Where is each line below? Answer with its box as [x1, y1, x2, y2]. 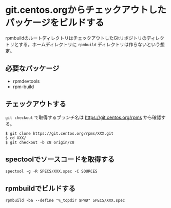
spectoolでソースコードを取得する [5, 155, 115, 163]
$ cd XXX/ [5, 135, 27, 140]
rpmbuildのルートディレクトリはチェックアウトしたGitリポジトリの [5, 35, 147, 41]
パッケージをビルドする [5, 17, 104, 29]
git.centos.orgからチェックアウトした [5, 4, 167, 16]
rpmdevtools [12, 78, 40, 84]
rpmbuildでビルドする [5, 184, 76, 193]
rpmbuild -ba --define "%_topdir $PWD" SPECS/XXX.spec [5, 198, 125, 203]
